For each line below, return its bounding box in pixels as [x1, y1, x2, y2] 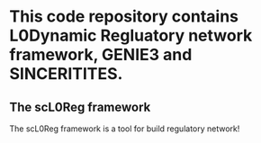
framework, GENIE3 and [9, 45, 193, 65]
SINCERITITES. [9, 64, 123, 85]
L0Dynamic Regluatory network [9, 25, 253, 46]
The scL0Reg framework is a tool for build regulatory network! [9, 123, 240, 134]
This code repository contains [9, 6, 239, 27]
